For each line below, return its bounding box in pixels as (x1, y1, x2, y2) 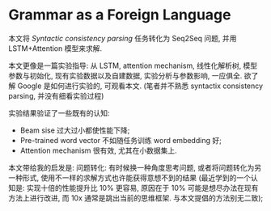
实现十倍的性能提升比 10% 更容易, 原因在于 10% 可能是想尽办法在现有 (26, 183, 259, 192)
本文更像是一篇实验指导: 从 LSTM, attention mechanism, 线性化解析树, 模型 (8, 61, 258, 70)
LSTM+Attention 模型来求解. (8, 43, 103, 53)
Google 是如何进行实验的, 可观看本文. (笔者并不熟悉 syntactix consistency (17, 81, 264, 91)
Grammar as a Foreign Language (8, 6, 231, 24)
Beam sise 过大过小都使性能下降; (19, 125, 130, 135)
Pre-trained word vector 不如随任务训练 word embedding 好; (19, 135, 222, 145)
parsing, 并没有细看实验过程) (8, 91, 104, 100)
